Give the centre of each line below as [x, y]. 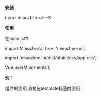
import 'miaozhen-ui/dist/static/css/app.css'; [51, 58]
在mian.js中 [17, 38]
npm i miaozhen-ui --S [28, 18]
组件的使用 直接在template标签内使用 [43, 88]
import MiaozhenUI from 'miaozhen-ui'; [45, 48]
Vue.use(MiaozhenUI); [28, 67]
